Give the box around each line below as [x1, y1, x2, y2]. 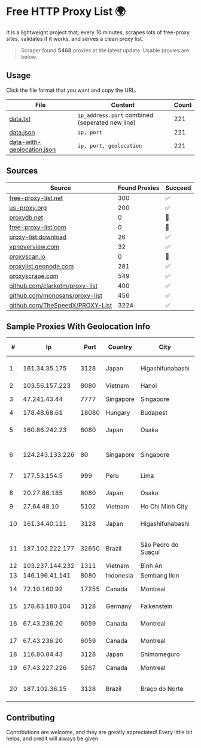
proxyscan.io [9, 252, 46, 261]
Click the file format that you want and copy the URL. [6, 86, 136, 94]
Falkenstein [140, 602, 173, 611]
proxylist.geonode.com [9, 262, 74, 270]
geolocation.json [9, 145, 56, 154]
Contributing [6, 713, 55, 723]
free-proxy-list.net [9, 193, 63, 202]
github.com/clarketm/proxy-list [9, 282, 98, 290]
